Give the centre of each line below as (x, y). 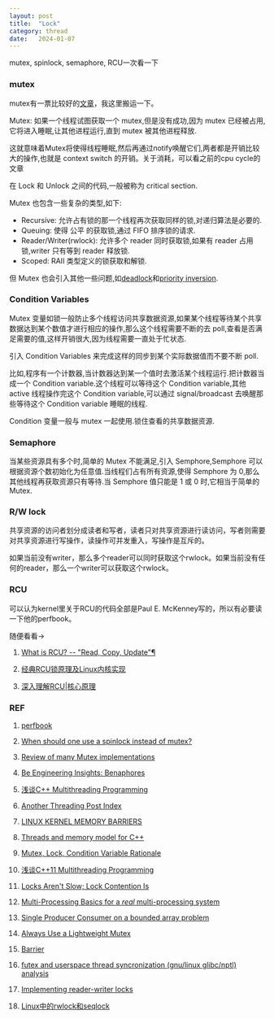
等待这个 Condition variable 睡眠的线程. (82, 403)
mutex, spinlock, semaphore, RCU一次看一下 (84, 63)
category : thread (39, 31)
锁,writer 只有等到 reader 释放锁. (76, 250)
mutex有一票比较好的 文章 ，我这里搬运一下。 (84, 103)
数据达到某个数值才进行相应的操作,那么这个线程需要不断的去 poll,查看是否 (132, 328)
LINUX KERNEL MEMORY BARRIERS (82, 821)
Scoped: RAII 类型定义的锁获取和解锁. (84, 260)
